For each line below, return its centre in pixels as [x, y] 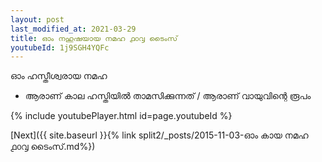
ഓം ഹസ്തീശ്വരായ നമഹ [59, 76]
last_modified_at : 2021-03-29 [73, 29]
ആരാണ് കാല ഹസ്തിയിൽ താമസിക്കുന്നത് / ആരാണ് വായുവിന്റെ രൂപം [168, 96]
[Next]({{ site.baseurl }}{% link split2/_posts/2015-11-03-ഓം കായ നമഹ [159, 135]
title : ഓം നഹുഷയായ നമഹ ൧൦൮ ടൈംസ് [94, 38]
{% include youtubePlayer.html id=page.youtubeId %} [121, 116]
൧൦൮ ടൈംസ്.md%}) [53, 147]
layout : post [37, 19]
